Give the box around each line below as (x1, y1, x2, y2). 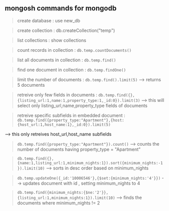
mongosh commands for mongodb (5, 4, 117, 13)
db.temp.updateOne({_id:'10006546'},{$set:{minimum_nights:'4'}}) (17, 175, 161, 181)
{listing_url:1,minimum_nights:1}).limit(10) (17, 195, 115, 200)
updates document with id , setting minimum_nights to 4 (23, 180, 141, 186)
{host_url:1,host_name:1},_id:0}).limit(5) (17, 122, 111, 127)
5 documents (17, 82, 45, 88)
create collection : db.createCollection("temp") (17, 27, 115, 33)
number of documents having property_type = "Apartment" (17, 146, 141, 152)
